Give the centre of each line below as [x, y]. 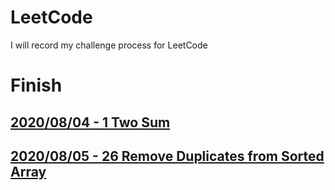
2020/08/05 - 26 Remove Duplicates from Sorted [167, 156]
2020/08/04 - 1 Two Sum [90, 122]
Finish [36, 85]
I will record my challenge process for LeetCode [109, 45]
